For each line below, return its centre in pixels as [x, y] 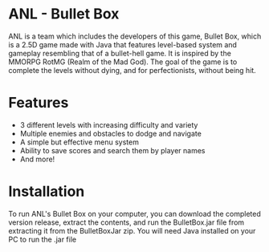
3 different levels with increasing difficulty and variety [109, 124]
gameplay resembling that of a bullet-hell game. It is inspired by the [120, 53]
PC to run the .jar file [43, 239]
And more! [37, 159]
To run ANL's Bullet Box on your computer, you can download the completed [134, 213]
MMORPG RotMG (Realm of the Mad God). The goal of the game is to [123, 62]
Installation [47, 191]
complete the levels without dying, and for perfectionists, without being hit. [132, 70]
